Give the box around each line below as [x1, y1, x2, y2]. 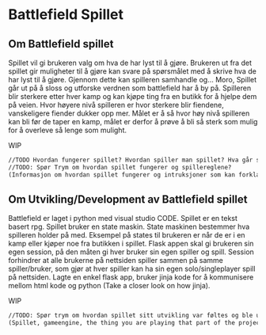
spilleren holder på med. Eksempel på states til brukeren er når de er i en [8, 230, 245, 240]
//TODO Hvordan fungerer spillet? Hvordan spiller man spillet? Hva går [8, 156, 253, 164]
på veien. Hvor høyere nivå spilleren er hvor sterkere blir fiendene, [8, 101, 224, 109]
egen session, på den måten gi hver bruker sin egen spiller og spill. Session [8, 247, 255, 257]
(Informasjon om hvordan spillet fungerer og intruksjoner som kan [8, 170, 236, 179]
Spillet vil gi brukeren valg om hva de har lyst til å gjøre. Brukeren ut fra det [8, 58, 252, 67]
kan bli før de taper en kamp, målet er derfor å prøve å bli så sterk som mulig [8, 117, 258, 126]
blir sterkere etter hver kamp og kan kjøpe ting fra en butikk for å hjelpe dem [8, 92, 257, 101]
